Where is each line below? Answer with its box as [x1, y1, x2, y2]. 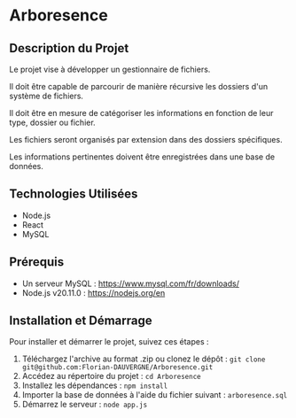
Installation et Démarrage [9, 313, 152, 329]
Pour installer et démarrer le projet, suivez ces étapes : [9, 337, 210, 347]
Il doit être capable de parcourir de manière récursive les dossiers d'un [9, 81, 269, 91]
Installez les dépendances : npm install [21, 380, 168, 391]
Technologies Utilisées [9, 187, 138, 202]
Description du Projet [9, 41, 129, 56]
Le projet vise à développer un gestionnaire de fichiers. [9, 64, 211, 74]
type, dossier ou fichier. [9, 117, 96, 128]
